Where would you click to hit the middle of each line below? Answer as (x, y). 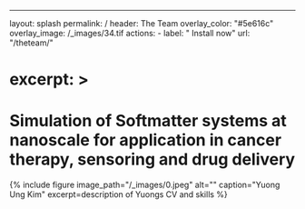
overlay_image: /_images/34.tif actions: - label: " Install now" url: (130, 33)
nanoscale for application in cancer (146, 140)
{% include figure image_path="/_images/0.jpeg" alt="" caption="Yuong (145, 185)
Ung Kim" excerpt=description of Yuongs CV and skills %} (119, 194)
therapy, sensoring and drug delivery (152, 159)
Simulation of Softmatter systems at (148, 121)
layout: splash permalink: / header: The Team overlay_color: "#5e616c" (142, 23)
